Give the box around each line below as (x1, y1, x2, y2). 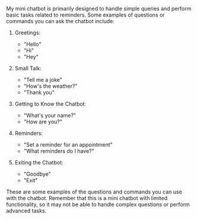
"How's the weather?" (23, 82, 78, 90)
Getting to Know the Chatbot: (14, 100, 87, 107)
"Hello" (23, 41, 42, 47)
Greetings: (14, 29, 40, 36)
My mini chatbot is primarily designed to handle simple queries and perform (6, 5, 192, 12)
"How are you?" (23, 118, 63, 125)
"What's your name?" (23, 112, 76, 119)
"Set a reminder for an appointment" (23, 141, 113, 148)
